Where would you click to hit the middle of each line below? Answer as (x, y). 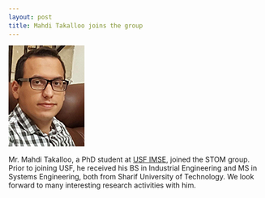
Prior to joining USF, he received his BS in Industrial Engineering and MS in (133, 168)
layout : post (30, 17)
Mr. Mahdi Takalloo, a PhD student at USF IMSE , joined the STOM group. (129, 159)
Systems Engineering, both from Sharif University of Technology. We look (131, 176)
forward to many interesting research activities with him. (102, 185)
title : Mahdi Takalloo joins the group (76, 25)
